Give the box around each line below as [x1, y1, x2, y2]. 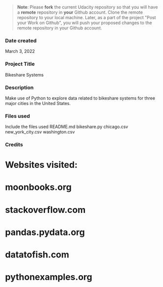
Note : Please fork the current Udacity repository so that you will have [17, 4, 158, 10]
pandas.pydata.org [5, 227, 85, 237]
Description [5, 84, 34, 91]
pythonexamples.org [5, 272, 92, 283]
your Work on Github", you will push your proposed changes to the [17, 20, 152, 26]
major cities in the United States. [5, 100, 71, 106]
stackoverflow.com [5, 204, 86, 215]
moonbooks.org [5, 182, 72, 193]
